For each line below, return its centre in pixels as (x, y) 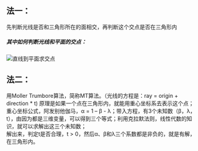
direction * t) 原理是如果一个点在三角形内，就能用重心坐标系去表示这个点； (100, 103)
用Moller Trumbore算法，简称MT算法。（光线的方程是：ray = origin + (92, 95)
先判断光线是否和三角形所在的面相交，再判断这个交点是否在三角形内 (92, 27)
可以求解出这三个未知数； (54, 126)
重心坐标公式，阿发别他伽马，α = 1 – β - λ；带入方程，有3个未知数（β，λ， (101, 111)
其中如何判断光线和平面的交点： (46, 42)
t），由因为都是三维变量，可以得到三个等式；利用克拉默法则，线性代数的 (97, 119)
